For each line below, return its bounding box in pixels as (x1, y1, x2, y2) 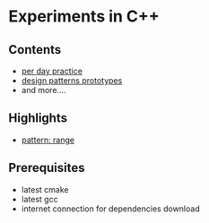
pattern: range (21, 134, 75, 145)
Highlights (8, 110, 68, 126)
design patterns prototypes (21, 75, 123, 86)
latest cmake (21, 184, 69, 194)
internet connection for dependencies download (21, 203, 200, 214)
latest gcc (21, 193, 59, 204)
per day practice (21, 65, 83, 76)
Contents (8, 42, 62, 57)
